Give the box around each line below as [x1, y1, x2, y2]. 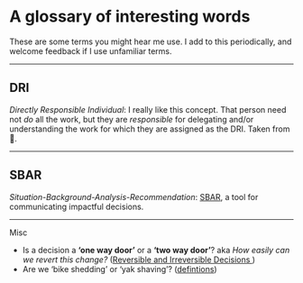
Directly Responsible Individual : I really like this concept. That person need [9, 104, 287, 114]
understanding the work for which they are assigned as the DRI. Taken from [9, 123, 290, 134]
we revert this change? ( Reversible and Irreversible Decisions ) [22, 254, 255, 265]
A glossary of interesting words [9, 6, 251, 27]
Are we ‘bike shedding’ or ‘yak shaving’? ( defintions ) [22, 263, 218, 274]
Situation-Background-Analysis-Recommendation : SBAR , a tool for [9, 191, 259, 202]
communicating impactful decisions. [9, 201, 144, 212]
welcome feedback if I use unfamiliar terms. [9, 45, 173, 56]
